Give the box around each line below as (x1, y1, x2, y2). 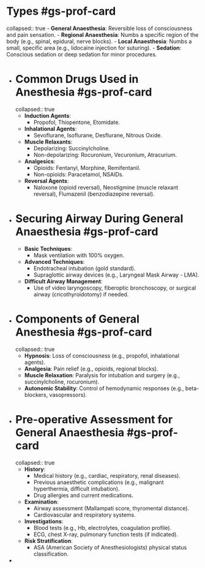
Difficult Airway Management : (24, 277, 103, 285)
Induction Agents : (24, 112, 72, 119)
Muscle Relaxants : (24, 138, 73, 145)
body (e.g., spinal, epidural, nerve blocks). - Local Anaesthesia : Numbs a (6, 37, 192, 45)
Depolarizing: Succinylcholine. (33, 144, 110, 152)
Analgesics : (24, 158, 56, 165)
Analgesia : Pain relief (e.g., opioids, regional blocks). (24, 365, 158, 372)
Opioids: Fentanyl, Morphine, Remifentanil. (33, 164, 141, 171)
